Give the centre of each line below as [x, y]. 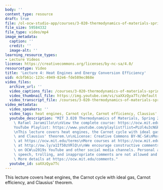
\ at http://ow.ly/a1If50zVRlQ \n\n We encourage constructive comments [87, 146]
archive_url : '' [26, 86]
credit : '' [20, 46]
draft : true [17, 19]
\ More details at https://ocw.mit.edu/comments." [66, 159]
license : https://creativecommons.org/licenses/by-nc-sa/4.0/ [69, 64]
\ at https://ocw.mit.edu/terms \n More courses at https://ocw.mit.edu [87, 141]
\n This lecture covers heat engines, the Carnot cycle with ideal [82, 132]
